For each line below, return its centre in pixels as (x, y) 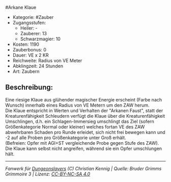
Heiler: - (29, 28)
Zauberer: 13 (34, 33)
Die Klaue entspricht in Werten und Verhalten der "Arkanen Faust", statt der (84, 110)
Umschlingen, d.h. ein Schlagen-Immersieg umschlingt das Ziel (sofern (80, 121)
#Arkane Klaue (21, 7)
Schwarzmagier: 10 (40, 39)
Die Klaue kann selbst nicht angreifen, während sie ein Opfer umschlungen (83, 148)
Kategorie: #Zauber (33, 17)
